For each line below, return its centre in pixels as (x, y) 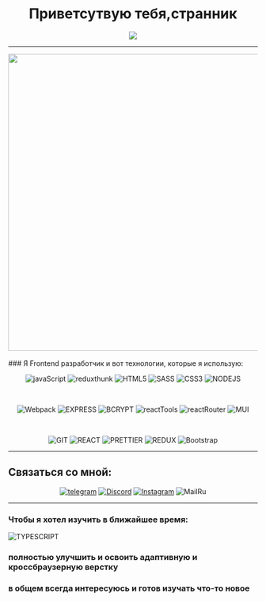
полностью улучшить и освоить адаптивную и (103, 557)
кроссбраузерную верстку (63, 567)
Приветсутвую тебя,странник (133, 14)
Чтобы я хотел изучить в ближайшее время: (98, 519)
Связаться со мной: (60, 472)
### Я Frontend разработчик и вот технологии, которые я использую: (126, 363)
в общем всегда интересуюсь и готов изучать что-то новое (129, 588)
